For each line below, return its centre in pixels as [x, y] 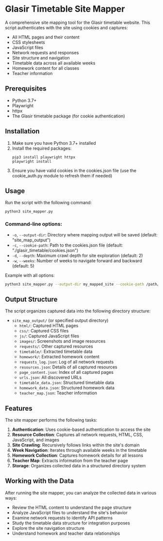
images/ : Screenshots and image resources [62, 341]
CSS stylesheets [28, 42]
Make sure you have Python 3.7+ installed [54, 143]
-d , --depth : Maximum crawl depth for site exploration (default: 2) [77, 255]
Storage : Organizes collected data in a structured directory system [79, 466]
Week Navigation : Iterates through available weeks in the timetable [79, 450]
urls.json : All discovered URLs [50, 377]
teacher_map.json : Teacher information [58, 393]
